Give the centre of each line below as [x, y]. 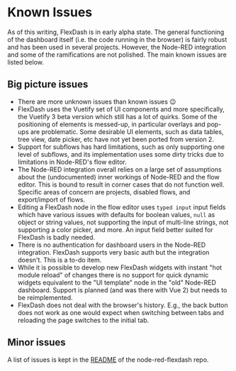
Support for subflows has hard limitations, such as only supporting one [121, 147]
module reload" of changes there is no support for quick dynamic [113, 275]
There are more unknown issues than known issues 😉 [97, 101]
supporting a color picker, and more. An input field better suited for [116, 229]
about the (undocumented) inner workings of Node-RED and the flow [118, 177]
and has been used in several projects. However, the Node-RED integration [117, 47]
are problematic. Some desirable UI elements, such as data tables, [127, 131]
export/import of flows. [51, 199]
